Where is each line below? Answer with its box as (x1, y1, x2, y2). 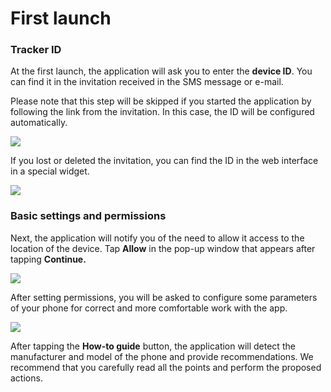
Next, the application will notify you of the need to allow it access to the (10, 232, 305, 244)
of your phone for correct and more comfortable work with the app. (10, 302, 288, 314)
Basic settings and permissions (10, 209, 167, 223)
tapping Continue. (10, 253, 87, 265)
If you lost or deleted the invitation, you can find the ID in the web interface (10, 155, 319, 167)
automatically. (10, 117, 68, 129)
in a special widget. (10, 165, 90, 177)
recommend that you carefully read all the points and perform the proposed (10, 361, 322, 373)
